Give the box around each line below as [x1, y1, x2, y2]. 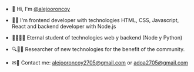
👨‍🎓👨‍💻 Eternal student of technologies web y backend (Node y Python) [11, 34, 183, 41]
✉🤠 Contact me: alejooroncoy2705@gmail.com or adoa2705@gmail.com [11, 59, 188, 66]
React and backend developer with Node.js [11, 23, 116, 30]
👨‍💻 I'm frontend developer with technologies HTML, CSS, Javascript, [11, 17, 179, 23]
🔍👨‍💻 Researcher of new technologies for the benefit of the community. [11, 46, 185, 52]
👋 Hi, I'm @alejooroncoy [11, 6, 71, 12]
